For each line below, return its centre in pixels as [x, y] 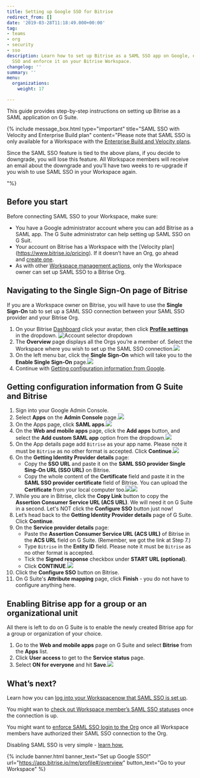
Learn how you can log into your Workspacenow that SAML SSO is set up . [97, 697]
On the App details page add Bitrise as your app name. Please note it [101, 444]
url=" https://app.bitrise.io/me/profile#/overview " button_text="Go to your [96, 763]
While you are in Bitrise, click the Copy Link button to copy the [92, 496]
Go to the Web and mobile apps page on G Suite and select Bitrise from [104, 645]
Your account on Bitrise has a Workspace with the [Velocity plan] [95, 246]
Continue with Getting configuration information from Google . [90, 368]
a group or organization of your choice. [55, 634]
